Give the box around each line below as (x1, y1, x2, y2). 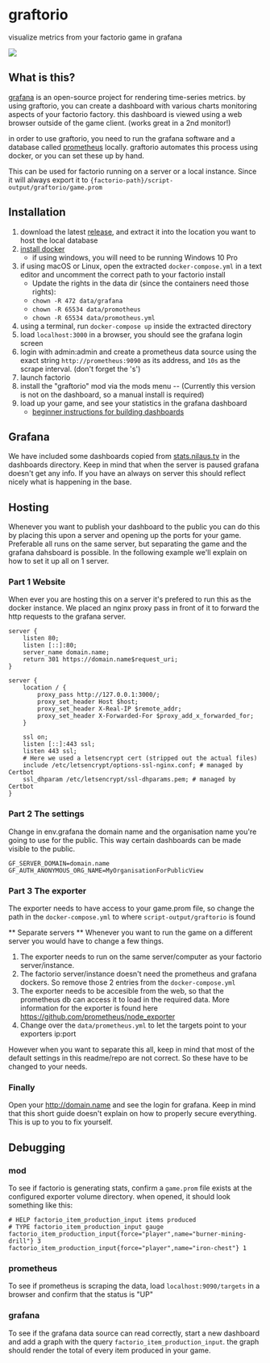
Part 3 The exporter (8, 885, 87, 896)
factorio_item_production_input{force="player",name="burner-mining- (8, 1230, 247, 1239)
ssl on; (23, 733, 48, 741)
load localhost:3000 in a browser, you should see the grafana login (19, 329, 243, 340)
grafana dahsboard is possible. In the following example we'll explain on (8, 548, 247, 557)
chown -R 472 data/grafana (31, 297, 123, 305)
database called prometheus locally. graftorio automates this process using (8, 142, 259, 152)
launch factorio (19, 373, 71, 382)
